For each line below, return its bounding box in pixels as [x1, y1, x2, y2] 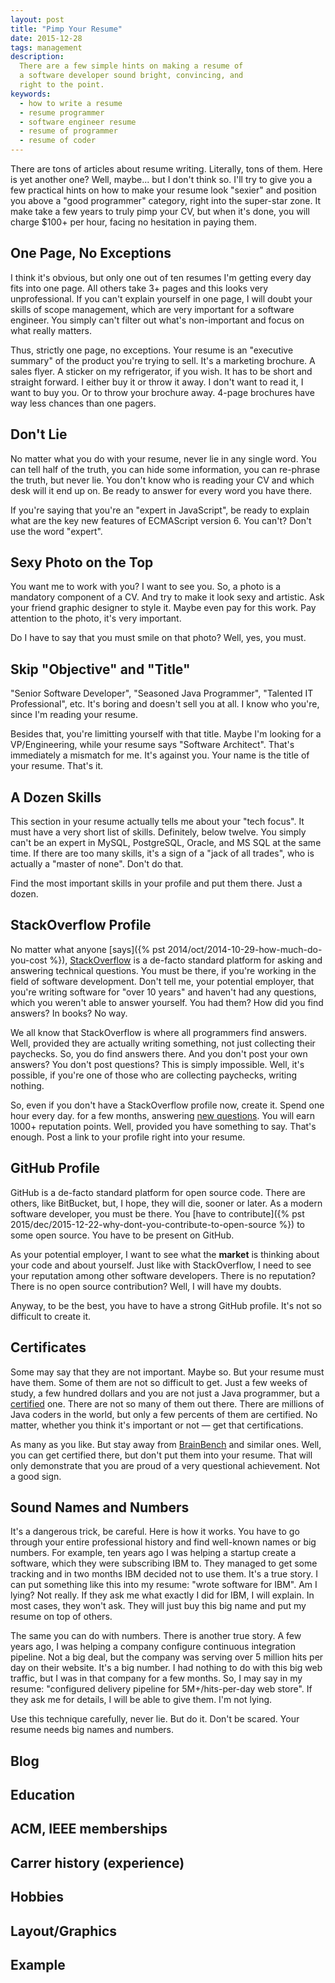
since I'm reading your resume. [10, 709, 139, 721]
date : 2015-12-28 [10, 33, 83, 43]
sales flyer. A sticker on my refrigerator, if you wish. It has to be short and [10, 365, 313, 377]
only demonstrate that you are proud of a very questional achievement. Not [10, 1459, 321, 1471]
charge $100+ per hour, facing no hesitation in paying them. [10, 216, 257, 228]
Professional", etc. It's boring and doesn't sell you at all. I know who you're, [10, 698, 320, 710]
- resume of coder [19, 136, 97, 146]
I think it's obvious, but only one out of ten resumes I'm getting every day [10, 271, 312, 283]
